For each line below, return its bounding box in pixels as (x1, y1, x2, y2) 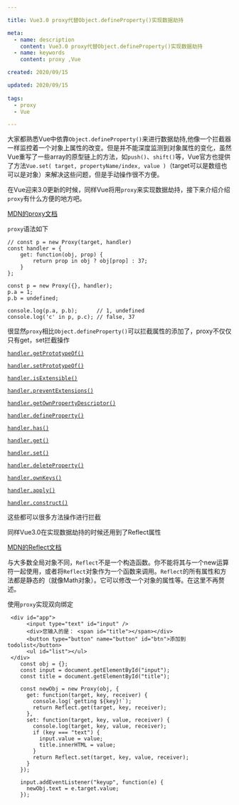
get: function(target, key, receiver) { (26, 692, 148, 699)
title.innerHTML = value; (38, 742, 116, 749)
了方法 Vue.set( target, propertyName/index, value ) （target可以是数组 (7, 162, 221, 170)
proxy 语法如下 (7, 225, 48, 233)
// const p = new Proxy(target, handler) (7, 239, 132, 246)
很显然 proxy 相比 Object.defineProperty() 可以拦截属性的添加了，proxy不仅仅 (7, 327, 232, 335)
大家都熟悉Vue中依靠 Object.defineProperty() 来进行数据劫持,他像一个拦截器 (7, 135, 231, 143)
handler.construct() (7, 500, 69, 507)
